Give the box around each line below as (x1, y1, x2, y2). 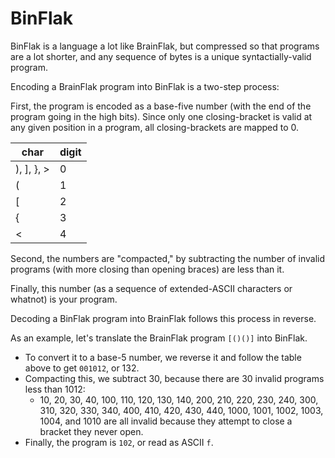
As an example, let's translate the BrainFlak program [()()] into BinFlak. (10, 332, 308, 344)
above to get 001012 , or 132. (24, 362, 140, 374)
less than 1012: (24, 383, 86, 395)
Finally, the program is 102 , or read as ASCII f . (24, 436, 214, 448)
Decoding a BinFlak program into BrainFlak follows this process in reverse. (10, 312, 317, 324)
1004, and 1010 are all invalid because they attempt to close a (39, 415, 293, 427)
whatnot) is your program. (10, 293, 118, 305)
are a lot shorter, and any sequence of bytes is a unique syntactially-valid (10, 50, 312, 62)
